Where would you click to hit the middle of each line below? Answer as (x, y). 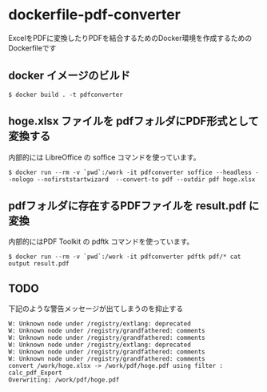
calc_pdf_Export (35, 373)
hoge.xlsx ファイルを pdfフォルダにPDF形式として (133, 121)
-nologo (21, 179)
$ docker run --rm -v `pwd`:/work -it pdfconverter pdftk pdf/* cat (125, 257)
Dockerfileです (32, 48)
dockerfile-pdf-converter (95, 15)
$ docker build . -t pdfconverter (66, 95)
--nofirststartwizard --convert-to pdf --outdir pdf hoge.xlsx (146, 179)
